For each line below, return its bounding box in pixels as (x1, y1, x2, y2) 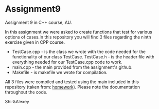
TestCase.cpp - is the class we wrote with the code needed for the (12, 49, 146, 54)
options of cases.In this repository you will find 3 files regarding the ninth (5, 34, 152, 40)
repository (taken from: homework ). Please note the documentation (5, 84, 140, 90)
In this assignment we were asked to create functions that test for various (5, 29, 152, 35)
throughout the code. (5, 89, 48, 95)
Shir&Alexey (5, 98, 29, 104)
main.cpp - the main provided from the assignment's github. (12, 64, 133, 70)
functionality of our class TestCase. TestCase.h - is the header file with (12, 54, 155, 59)
